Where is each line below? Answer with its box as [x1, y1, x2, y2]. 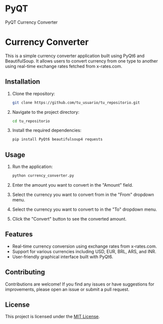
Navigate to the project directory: [12, 109, 80, 115]
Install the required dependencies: [12, 128, 82, 133]
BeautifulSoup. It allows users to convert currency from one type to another [5, 58, 158, 64]
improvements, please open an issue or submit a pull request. [5, 286, 130, 292]
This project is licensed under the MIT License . [5, 314, 100, 320]
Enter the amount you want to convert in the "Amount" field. [12, 182, 134, 188]
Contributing [5, 268, 45, 276]
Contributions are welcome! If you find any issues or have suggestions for [5, 281, 155, 287]
